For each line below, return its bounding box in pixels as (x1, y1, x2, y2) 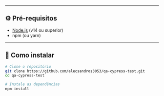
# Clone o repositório (5, 64, 51, 69)
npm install (5, 86, 29, 92)
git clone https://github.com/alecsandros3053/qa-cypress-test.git (5, 69, 145, 74)
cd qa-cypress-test (5, 73, 45, 78)
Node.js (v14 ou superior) (12, 27, 63, 33)
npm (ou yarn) (12, 32, 41, 38)
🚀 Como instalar (5, 51, 55, 59)
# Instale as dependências (5, 82, 60, 87)
